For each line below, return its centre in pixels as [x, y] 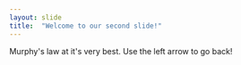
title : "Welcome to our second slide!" [86, 26]
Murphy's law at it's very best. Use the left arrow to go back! [121, 51]
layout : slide [36, 17]
